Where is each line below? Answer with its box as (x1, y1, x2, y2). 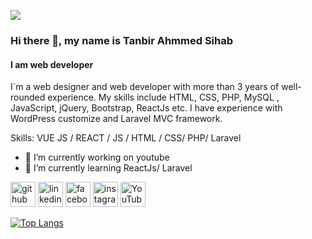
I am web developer (10, 58, 94, 70)
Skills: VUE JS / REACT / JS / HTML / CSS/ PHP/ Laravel (10, 132, 242, 144)
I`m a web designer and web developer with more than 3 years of (10, 81, 280, 93)
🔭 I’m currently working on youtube (24, 151, 170, 164)
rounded (10, 91, 46, 104)
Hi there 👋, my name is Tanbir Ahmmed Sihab (10, 33, 234, 47)
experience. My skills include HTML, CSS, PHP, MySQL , (47, 91, 280, 104)
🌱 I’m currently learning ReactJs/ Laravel (24, 162, 193, 174)
